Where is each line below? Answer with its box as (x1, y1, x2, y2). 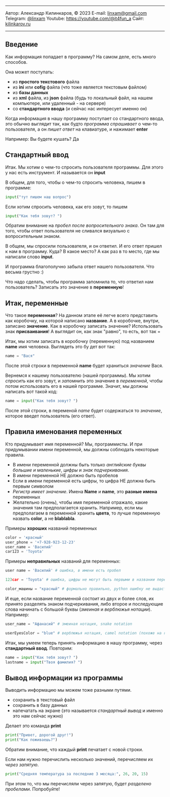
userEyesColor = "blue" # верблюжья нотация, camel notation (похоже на (5, 630, 162, 635)
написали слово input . (5, 254, 54, 260)
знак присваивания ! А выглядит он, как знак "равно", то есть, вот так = (5, 329, 161, 335)
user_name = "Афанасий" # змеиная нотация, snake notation (5, 621, 133, 626)
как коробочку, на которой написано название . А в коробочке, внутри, (5, 317, 160, 324)
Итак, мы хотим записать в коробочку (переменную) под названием (5, 338, 154, 344)
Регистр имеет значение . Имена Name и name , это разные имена (12, 488, 158, 494)
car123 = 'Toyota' (5, 549, 44, 554)
